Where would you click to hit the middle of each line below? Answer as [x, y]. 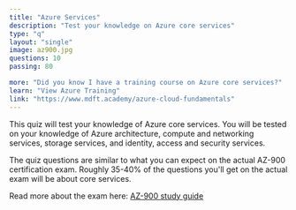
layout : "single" [41, 42]
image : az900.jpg [41, 50]
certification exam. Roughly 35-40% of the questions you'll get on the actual [148, 169]
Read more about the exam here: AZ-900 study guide [106, 196]
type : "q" [27, 34]
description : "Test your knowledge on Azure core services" [122, 26]
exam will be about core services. [70, 178]
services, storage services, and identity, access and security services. [137, 143]
